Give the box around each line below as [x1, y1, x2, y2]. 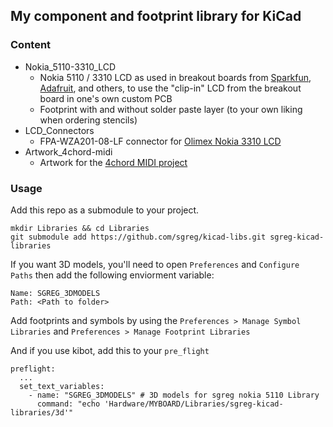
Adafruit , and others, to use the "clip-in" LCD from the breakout [39, 82, 302, 94]
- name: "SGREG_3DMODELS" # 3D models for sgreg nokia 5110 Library [28, 390, 320, 400]
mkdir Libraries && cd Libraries [10, 223, 150, 233]
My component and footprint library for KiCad [10, 8, 302, 25]
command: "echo [36, 399, 101, 409]
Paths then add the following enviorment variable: [10, 269, 215, 281]
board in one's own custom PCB [39, 92, 173, 104]
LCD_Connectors [24, 124, 95, 136]
